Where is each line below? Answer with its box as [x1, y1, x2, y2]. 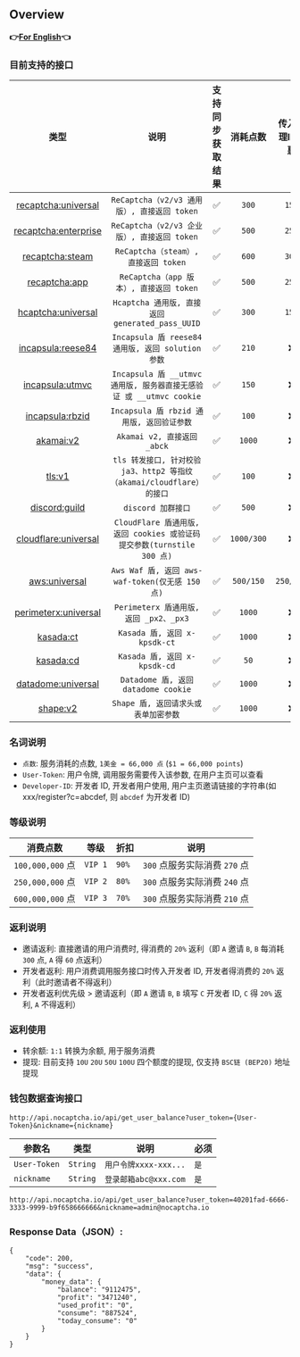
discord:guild [29, 502, 86, 514]
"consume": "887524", [56, 1308, 138, 1318]
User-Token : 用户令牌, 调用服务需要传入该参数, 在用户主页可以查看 [21, 770, 264, 780]
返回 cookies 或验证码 [112, 529, 201, 539]
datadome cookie [121, 685, 192, 695]
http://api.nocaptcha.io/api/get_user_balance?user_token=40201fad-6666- [9, 1195, 290, 1204]
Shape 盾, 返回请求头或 [112, 698, 203, 709]
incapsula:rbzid [25, 410, 91, 422]
